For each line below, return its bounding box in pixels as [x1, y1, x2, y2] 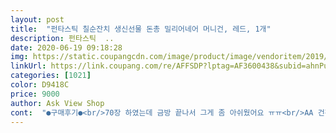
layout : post [10, 14, 65, 25]
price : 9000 [10, 89, 60, 99]
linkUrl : [10, 61, 47, 71]
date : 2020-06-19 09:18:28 [10, 42, 123, 53]
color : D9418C [10, 80, 70, 90]
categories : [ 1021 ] [10, 71, 92, 81]
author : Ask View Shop [10, 98, 105, 108]
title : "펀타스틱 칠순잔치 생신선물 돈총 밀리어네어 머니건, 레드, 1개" [10, 24, 272, 34]
